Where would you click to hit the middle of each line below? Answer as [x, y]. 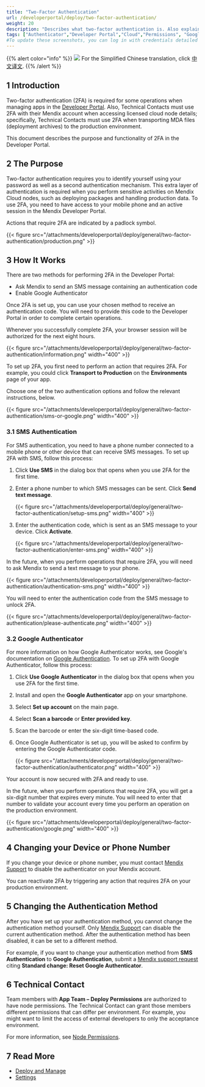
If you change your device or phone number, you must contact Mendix [95, 862]
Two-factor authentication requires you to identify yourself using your [94, 178]
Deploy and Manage [40, 1071]
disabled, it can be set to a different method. [62, 941]
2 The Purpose [35, 164]
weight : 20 [20, 23]
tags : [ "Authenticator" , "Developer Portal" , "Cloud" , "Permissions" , [94, 35]
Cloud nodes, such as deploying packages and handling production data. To [102, 198]
